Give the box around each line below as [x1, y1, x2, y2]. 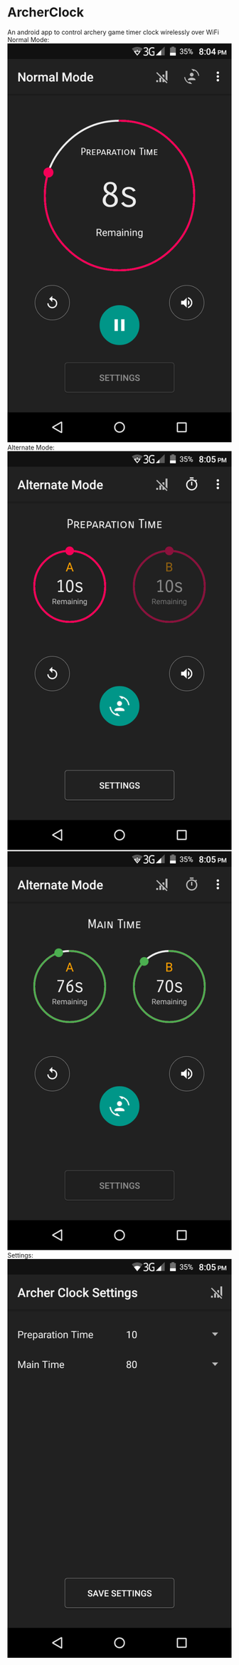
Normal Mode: [7, 35, 50, 43]
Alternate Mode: [7, 443, 55, 452]
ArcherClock [7, 4, 84, 21]
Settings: [7, 1251, 33, 1259]
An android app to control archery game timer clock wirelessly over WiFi [7, 28, 219, 36]
